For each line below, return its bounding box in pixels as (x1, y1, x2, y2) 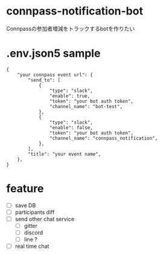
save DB (14, 201, 36, 209)
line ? (24, 236, 37, 243)
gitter (24, 222, 38, 229)
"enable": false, (49, 124, 94, 131)
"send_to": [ (28, 77, 61, 83)
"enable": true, (49, 92, 91, 99)
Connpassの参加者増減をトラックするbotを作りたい (6, 25, 135, 32)
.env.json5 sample (6, 47, 101, 60)
